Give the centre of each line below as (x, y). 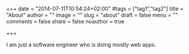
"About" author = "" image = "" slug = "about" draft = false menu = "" (92, 15)
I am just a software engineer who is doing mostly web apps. (81, 45)
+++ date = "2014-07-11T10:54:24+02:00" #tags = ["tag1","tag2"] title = (95, 9)
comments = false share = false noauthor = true (65, 21)
